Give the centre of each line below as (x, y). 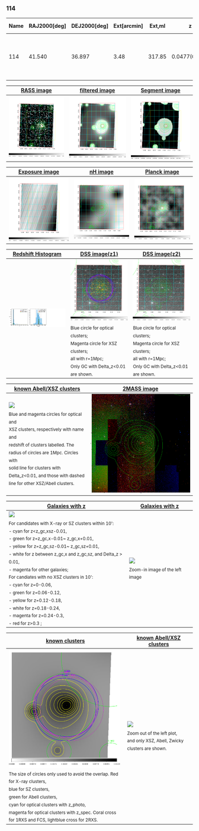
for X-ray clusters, (28, 782)
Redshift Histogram (37, 254)
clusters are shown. (147, 748)
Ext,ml (158, 26)
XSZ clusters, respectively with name (46, 430)
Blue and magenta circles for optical (45, 414)
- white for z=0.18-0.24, (34, 608)
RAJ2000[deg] (47, 26)
